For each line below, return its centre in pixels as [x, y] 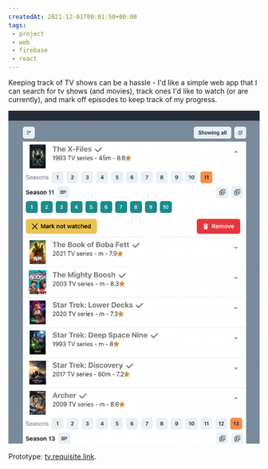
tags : [17, 25]
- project [28, 33]
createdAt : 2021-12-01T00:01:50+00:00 [73, 17]
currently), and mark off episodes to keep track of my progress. [113, 99]
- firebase [30, 51]
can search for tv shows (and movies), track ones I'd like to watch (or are [128, 91]
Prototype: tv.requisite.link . [53, 457]
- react [24, 59]
